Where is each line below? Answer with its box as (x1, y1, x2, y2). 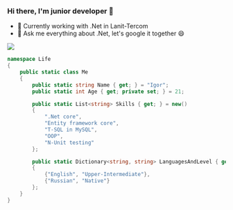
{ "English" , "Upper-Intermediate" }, (44, 171, 150, 178)
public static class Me (19, 69, 89, 76)
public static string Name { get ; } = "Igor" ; (32, 81, 169, 89)
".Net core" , (44, 114, 82, 121)
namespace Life (7, 55, 51, 63)
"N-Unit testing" (44, 139, 95, 146)
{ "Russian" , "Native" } (44, 177, 110, 184)
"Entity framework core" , (44, 120, 119, 127)
